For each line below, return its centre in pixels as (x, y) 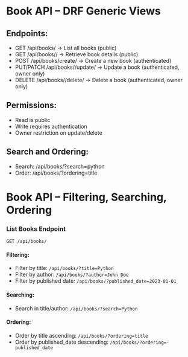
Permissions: (32, 105)
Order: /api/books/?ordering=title (56, 173)
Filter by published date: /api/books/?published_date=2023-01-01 (96, 281)
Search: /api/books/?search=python (60, 166)
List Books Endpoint (36, 229)
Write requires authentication (51, 126)
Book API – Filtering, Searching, (86, 197)
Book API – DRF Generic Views (83, 11)
